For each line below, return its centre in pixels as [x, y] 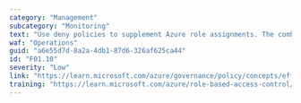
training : [28, 84]
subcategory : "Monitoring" [60, 26]
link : [19, 76]
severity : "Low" [39, 68]
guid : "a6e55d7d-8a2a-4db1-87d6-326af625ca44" [98, 51]
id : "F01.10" [34, 59]
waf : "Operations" [43, 43]
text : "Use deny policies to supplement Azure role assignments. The [142, 34]
